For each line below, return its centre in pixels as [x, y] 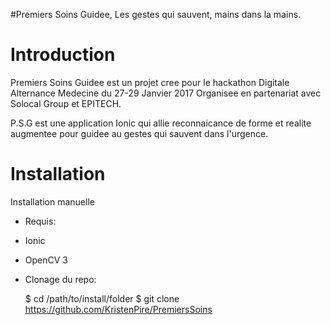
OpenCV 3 [46, 260]
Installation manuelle [52, 201]
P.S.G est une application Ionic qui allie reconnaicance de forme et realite [161, 123]
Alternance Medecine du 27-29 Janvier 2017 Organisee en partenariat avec [166, 93]
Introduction [63, 55]
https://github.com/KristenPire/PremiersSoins [118, 309]
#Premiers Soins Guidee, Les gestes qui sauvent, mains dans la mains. [156, 14]
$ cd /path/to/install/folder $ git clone [102, 298]
